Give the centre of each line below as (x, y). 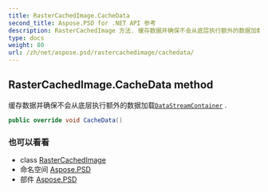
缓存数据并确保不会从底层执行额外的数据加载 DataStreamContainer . (118, 105)
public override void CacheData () (66, 120)
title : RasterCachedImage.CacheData (69, 16)
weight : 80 (26, 45)
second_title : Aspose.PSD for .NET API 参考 (82, 23)
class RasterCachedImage (63, 159)
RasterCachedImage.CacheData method (111, 85)
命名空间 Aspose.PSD (55, 169)
